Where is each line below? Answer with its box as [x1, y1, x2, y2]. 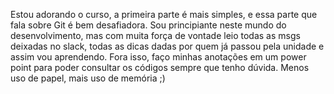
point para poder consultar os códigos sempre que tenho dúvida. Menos [10, 62, 310, 73]
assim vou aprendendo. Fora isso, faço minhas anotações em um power [10, 51, 307, 63]
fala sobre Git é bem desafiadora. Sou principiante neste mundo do [10, 19, 287, 31]
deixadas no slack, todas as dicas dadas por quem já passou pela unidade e [10, 40, 325, 52]
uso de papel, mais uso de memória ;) [10, 72, 166, 84]
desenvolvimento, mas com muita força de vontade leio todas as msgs [10, 30, 301, 41]
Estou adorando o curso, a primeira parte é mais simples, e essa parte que [10, 9, 318, 20]
